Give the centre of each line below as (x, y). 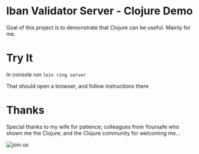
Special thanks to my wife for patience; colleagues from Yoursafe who (93, 127)
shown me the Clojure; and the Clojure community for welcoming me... (94, 133)
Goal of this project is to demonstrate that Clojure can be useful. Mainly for (98, 27)
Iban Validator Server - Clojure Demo (99, 11)
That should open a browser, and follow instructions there (77, 86)
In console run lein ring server (46, 74)
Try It (19, 58)
